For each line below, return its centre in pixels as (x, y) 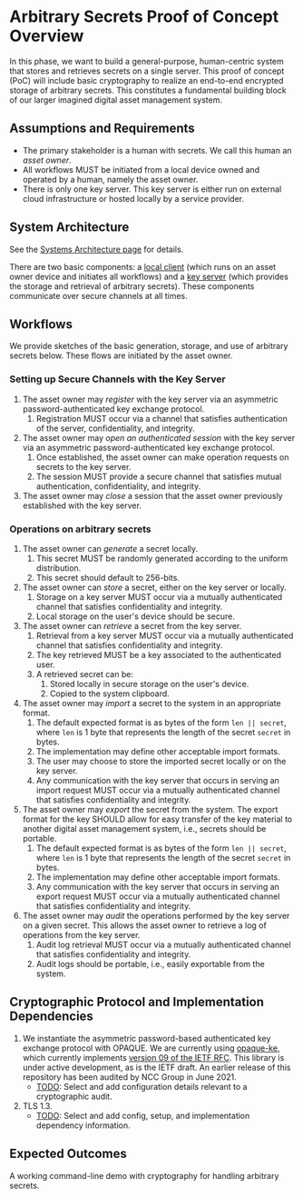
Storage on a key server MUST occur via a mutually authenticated (159, 596)
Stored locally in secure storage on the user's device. (149, 684)
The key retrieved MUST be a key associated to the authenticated (159, 654)
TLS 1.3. (37, 1105)
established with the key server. (82, 505)
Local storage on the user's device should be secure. (136, 616)
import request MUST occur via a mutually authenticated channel (158, 790)
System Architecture (69, 228)
